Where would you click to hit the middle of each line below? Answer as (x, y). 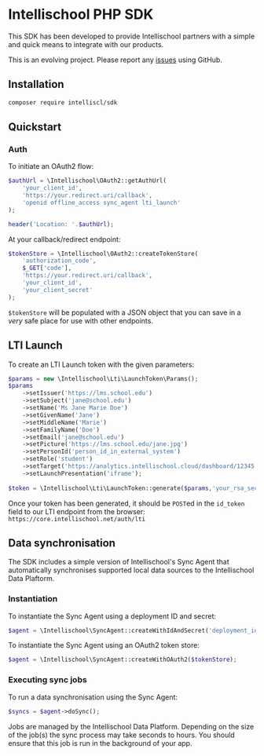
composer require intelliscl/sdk (63, 102)
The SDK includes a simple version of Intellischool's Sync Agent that (119, 562)
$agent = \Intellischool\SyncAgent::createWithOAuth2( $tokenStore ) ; (123, 660)
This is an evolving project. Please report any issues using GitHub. (115, 60)
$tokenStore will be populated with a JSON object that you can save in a (125, 312)
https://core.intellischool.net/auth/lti (77, 519)
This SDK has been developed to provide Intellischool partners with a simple (132, 36)
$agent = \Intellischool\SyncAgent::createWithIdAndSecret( (109, 630)
